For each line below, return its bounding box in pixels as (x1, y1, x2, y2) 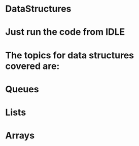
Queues (5, 83, 39, 95)
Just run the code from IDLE (5, 26, 125, 38)
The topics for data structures (5, 49, 134, 61)
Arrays (5, 130, 34, 141)
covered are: (5, 60, 60, 71)
